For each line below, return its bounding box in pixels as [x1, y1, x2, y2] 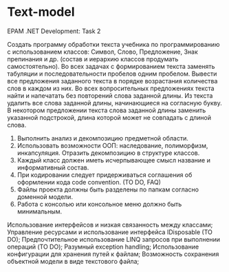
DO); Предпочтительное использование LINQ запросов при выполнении [7, 235, 221, 243]
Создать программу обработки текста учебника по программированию [7, 40, 220, 48]
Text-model [7, 4, 75, 20]
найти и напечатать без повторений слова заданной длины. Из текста [7, 91, 213, 100]
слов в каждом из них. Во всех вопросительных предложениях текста [7, 84, 215, 92]
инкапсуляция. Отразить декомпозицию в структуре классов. [17, 149, 200, 157]
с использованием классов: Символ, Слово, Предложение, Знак [7, 48, 198, 56]
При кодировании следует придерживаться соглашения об [17, 170, 193, 179]
